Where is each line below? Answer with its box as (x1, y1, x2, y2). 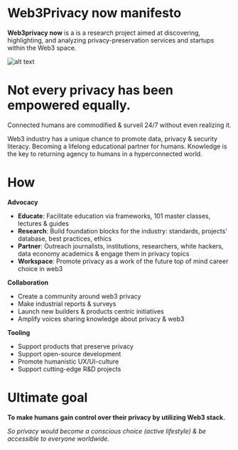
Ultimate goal (7, 390, 88, 405)
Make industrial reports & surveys (17, 300, 117, 308)
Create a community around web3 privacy (17, 292, 141, 300)
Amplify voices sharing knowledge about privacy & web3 (17, 314, 185, 323)
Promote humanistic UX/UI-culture (17, 357, 119, 366)
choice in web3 (17, 264, 63, 273)
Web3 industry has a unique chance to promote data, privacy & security (7, 134, 218, 143)
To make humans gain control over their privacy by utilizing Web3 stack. (7, 413, 226, 422)
